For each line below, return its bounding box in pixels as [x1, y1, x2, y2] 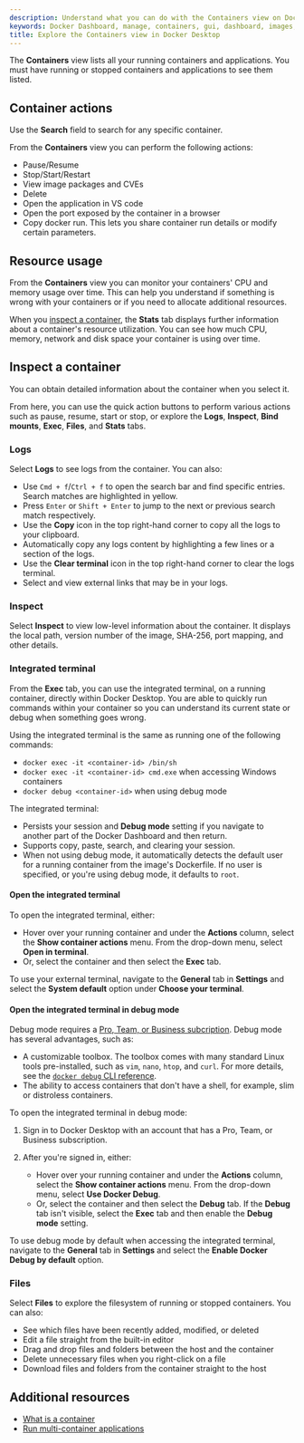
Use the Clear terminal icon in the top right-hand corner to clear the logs [22, 558, 295, 569]
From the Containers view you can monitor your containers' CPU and [9, 277, 269, 288]
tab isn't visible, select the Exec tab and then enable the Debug [35, 1208, 273, 1219]
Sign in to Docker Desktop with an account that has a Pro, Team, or [22, 1125, 273, 1136]
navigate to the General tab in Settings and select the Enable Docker [9, 1245, 269, 1255]
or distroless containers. [22, 1090, 113, 1101]
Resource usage [9, 253, 103, 268]
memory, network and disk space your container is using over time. [9, 333, 261, 344]
